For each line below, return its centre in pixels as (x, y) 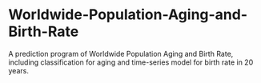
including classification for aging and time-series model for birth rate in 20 (131, 62)
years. (19, 70)
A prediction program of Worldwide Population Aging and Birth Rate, (121, 53)
